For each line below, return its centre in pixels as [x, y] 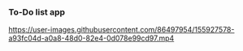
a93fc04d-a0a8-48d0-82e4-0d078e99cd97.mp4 [91, 38]
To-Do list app [37, 12]
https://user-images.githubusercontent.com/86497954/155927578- [121, 30]
